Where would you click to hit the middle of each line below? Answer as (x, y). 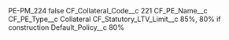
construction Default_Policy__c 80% (66, 27)
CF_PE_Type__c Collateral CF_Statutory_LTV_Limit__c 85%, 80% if (115, 19)
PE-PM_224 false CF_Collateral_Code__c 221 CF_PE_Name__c (108, 11)
